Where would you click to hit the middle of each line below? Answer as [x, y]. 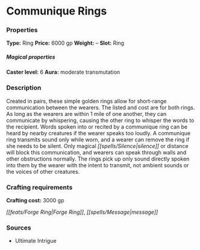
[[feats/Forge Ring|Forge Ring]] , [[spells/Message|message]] [82, 212]
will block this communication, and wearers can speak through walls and [96, 152]
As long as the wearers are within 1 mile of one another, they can [86, 114]
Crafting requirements [39, 187]
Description [24, 88]
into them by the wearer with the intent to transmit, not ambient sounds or [98, 165]
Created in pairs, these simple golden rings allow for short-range [86, 101]
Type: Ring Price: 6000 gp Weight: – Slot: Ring [65, 43]
